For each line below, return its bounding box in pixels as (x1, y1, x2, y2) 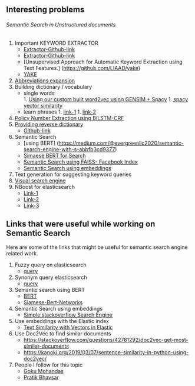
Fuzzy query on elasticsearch (14, 261, 87, 268)
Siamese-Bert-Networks (23, 299, 83, 306)
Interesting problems (6, 5, 85, 15)
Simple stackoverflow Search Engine (23, 311, 113, 318)
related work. (6, 250, 38, 257)
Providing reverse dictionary (14, 121, 84, 128)
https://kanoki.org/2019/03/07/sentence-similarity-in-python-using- (23, 349, 189, 356)
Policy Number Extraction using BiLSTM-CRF (14, 114, 124, 121)
